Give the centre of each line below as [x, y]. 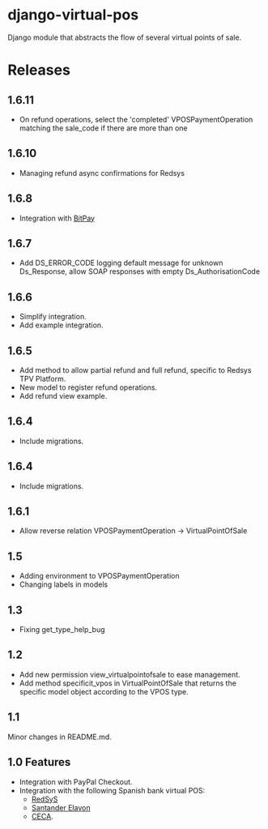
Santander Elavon [61, 807]
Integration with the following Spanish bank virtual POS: [112, 790]
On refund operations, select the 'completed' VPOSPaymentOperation [136, 119]
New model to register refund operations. [88, 387]
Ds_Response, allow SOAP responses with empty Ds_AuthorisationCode [140, 271]
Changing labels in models [64, 584]
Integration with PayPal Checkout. [76, 782]
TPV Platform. [43, 379]
